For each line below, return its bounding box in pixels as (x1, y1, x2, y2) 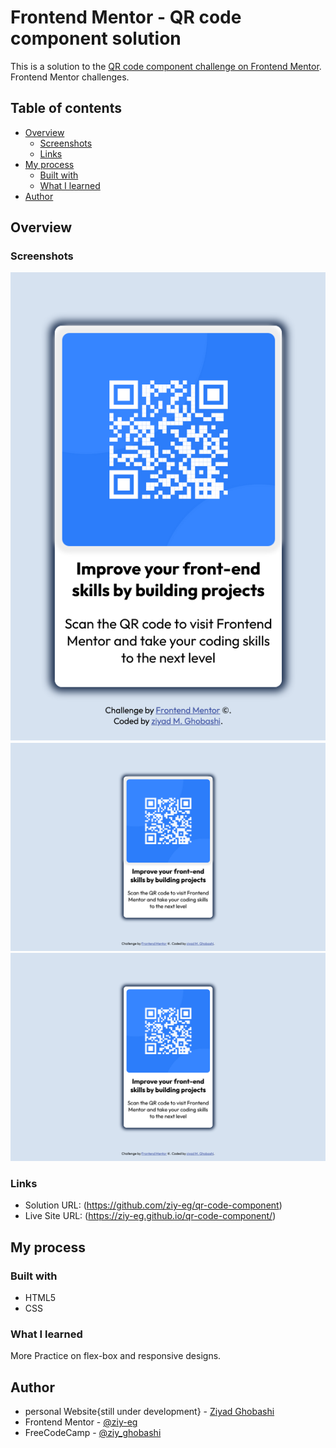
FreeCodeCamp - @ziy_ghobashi (24, 1427, 162, 1439)
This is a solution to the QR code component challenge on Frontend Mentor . (10, 60, 322, 72)
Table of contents (10, 100, 122, 117)
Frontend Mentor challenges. (10, 71, 130, 83)
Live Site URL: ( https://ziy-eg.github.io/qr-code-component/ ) (24, 1210, 277, 1222)
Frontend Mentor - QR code (10, 6, 242, 29)
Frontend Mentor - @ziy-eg (24, 1416, 138, 1428)
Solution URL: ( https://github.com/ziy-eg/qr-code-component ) (24, 1199, 283, 1211)
